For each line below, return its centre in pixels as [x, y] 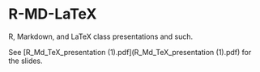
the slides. [26, 61]
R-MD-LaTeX [53, 14]
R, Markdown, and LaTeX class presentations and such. [101, 36]
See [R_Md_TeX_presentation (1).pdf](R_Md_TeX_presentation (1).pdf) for [130, 52]
